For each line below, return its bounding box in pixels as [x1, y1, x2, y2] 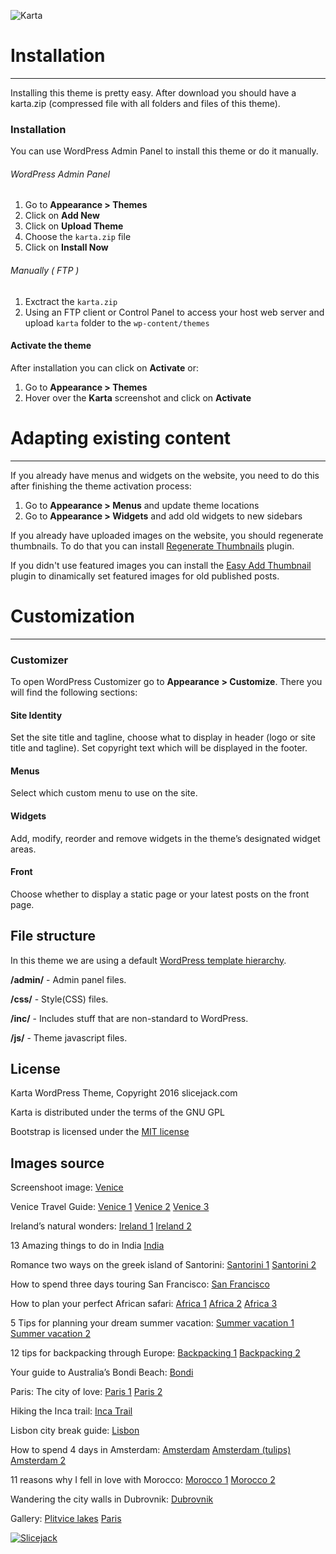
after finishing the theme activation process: [10, 480, 192, 492]
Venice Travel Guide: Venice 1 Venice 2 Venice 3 [10, 1201, 210, 1213]
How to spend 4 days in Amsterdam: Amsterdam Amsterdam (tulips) [10, 1444, 292, 1456]
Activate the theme [10, 340, 92, 352]
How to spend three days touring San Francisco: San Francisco [10, 1278, 270, 1290]
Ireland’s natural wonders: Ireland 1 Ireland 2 [10, 1220, 192, 1232]
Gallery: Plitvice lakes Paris [10, 1513, 122, 1525]
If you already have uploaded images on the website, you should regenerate [10, 529, 324, 541]
